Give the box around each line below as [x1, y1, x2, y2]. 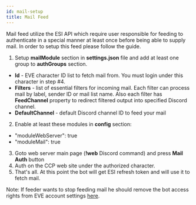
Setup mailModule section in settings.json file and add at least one [14, 54, 180, 61]
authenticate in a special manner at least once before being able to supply [6, 36, 186, 43]
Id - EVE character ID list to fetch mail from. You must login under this [14, 72, 184, 79]
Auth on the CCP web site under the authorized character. [14, 162, 155, 169]
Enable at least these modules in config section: [14, 120, 132, 127]
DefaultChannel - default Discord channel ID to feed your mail [14, 109, 167, 116]
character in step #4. [14, 78, 66, 85]
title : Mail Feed [6, 14, 49, 20]
